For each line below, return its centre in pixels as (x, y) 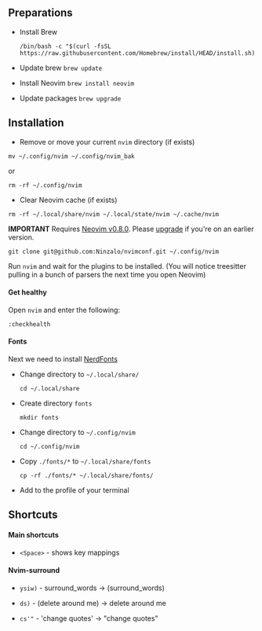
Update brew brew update (61, 68)
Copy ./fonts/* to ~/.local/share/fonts (85, 461)
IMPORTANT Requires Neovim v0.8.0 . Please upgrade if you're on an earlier (131, 229)
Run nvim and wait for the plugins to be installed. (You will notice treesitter (127, 266)
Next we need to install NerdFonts (63, 359)
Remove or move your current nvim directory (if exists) (107, 141)
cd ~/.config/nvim (49, 447)
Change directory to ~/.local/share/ (79, 374)
